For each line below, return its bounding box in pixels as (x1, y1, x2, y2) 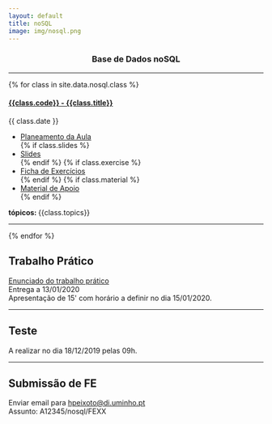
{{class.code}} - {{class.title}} (8, 98, 113, 108)
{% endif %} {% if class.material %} (19, 175, 140, 184)
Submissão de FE (8, 376, 97, 390)
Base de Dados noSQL (91, 53, 181, 65)
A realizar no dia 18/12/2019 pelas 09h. (8, 346, 138, 355)
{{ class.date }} (8, 116, 59, 125)
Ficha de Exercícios (19, 166, 86, 176)
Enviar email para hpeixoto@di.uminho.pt (8, 398, 146, 408)
